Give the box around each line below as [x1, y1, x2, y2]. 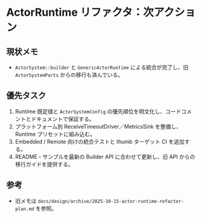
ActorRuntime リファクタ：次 [6, 5, 154, 19]
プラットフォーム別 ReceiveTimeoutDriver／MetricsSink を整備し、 [14, 123, 182, 130]
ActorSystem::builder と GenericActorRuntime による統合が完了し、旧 [14, 64, 189, 71]
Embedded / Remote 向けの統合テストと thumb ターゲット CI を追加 [14, 138, 185, 145]
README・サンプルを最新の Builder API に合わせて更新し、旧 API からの [14, 153, 196, 160]
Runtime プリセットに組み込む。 [14, 130, 95, 138]
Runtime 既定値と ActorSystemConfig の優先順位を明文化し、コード [14, 107, 182, 115]
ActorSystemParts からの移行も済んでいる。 [14, 71, 124, 79]
